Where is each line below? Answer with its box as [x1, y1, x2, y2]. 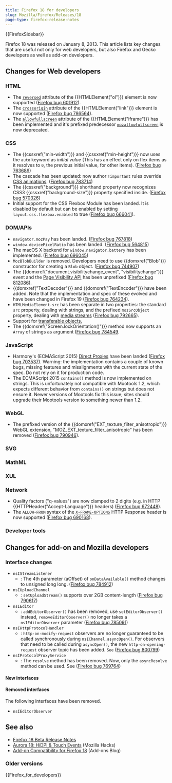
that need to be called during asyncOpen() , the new [20, 641, 128, 647]
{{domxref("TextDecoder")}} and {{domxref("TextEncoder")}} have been [12, 285, 167, 291]
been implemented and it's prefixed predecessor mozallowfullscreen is [12, 121, 163, 127]
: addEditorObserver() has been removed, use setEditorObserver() [20, 608, 163, 614]
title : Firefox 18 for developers [5, 7, 80, 13]
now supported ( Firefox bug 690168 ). [12, 514, 92, 520]
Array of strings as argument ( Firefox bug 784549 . [12, 328, 120, 334]
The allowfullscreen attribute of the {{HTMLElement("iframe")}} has [12, 116, 158, 122]
